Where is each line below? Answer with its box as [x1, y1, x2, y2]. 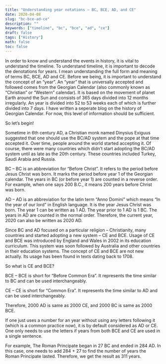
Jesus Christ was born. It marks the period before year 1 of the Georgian [5, 171, 153, 177]
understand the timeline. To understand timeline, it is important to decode [5, 63, 155, 69]
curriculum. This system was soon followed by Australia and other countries [5, 243, 161, 248]
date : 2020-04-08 [5, 12, 41, 17]
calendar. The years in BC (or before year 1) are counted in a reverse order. [5, 176, 159, 182]
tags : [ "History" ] [5, 35, 43, 40]
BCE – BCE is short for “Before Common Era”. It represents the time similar [5, 272, 157, 278]
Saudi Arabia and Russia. [5, 156, 56, 162]
